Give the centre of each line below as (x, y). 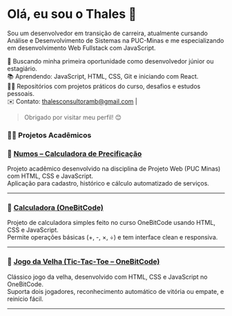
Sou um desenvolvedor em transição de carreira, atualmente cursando (108, 33)
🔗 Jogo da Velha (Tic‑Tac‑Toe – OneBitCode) (84, 261)
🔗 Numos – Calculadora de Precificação (75, 153)
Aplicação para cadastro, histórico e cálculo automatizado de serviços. (108, 184)
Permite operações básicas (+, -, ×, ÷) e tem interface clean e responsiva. (113, 237)
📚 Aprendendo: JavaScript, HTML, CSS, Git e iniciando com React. (103, 76)
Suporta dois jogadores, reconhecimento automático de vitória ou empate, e (116, 291)
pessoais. (21, 93)
